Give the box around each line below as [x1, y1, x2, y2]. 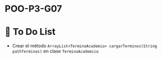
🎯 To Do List [5, 26, 56, 38]
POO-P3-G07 [5, 3, 62, 15]
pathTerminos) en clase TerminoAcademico [12, 48, 99, 54]
